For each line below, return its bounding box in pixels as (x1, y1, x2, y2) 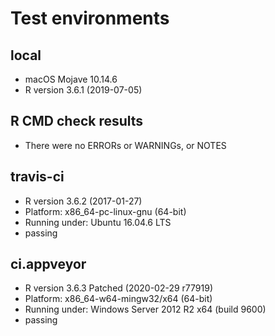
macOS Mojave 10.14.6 (24, 73, 118, 85)
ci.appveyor (10, 256, 87, 273)
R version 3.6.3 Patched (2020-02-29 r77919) (24, 282, 214, 294)
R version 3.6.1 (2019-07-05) (24, 84, 143, 96)
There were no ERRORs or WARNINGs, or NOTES (24, 139, 227, 151)
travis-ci (10, 168, 65, 186)
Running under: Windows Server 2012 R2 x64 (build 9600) (24, 303, 267, 316)
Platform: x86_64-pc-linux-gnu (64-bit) (24, 205, 187, 217)
